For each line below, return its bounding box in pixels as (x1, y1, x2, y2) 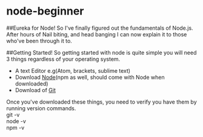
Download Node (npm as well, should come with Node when (15, 73, 165, 81)
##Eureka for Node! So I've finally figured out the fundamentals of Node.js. (6, 24, 193, 32)
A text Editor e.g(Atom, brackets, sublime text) (15, 67, 131, 74)
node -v (6, 117, 26, 125)
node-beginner (6, 4, 84, 18)
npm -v (6, 124, 25, 131)
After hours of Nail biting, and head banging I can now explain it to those (6, 30, 187, 38)
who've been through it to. (6, 37, 73, 44)
